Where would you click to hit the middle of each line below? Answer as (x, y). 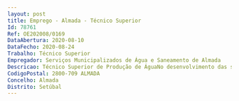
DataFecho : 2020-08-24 (41, 47)
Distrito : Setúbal (34, 87)
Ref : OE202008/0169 (36, 34)
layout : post (27, 14)
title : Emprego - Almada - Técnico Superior (74, 21)
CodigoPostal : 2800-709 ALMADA (54, 73)
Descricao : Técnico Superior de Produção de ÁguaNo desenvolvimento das (117, 67)
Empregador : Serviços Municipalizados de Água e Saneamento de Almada (114, 60)
